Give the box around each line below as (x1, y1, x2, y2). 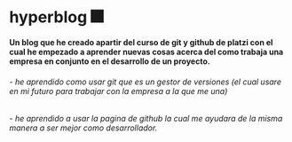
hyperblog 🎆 (9, 7, 104, 28)
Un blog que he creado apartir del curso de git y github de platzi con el (9, 36, 273, 47)
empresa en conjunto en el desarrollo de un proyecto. (9, 56, 210, 67)
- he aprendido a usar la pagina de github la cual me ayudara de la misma (9, 114, 283, 124)
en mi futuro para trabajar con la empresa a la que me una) (9, 85, 228, 96)
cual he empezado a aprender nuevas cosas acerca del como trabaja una (9, 46, 284, 57)
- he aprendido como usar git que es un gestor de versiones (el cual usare (9, 76, 282, 87)
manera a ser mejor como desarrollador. (9, 122, 158, 133)
